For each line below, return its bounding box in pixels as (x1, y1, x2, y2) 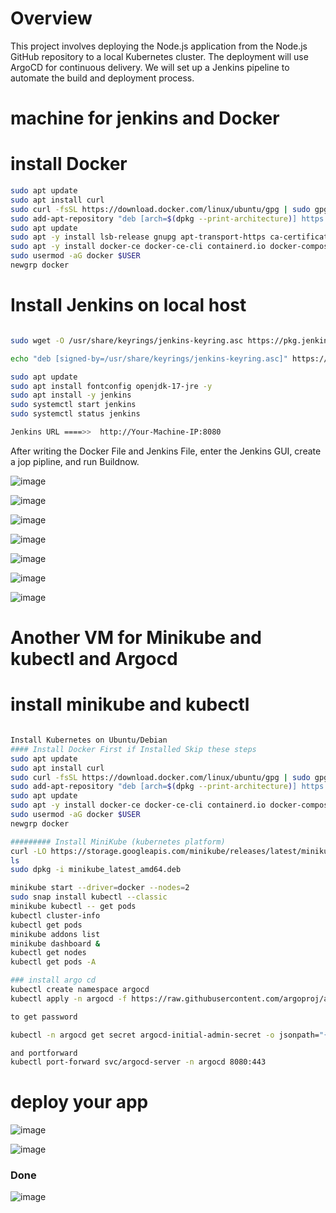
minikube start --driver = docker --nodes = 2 (10, 883, 190, 893)
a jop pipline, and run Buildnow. (10, 455, 140, 467)
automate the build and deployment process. (10, 72, 195, 84)
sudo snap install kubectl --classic (10, 892, 168, 902)
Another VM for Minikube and (10, 627, 263, 649)
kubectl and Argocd (10, 648, 178, 671)
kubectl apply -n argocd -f (10, 993, 128, 1004)
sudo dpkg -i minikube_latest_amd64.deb (10, 865, 182, 875)
